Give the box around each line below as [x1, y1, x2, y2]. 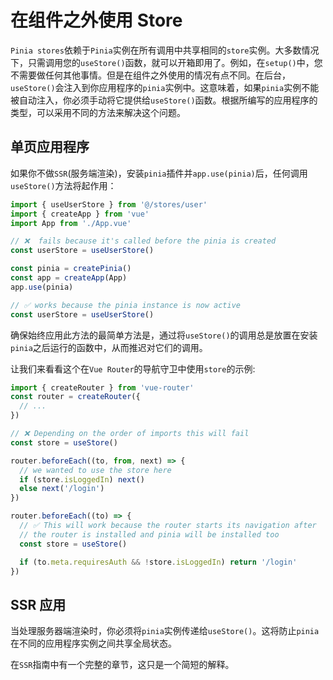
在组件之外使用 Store [10, 9, 183, 32]
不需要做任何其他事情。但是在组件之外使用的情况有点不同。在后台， [10, 69, 291, 81]
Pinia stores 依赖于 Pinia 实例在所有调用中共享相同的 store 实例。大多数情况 [10, 44, 320, 56]
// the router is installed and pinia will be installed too [19, 529, 280, 540]
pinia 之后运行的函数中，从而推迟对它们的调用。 [10, 341, 208, 353]
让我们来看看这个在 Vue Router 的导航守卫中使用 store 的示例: [10, 362, 256, 375]
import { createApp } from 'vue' [10, 209, 150, 219]
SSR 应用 [10, 596, 67, 613]
